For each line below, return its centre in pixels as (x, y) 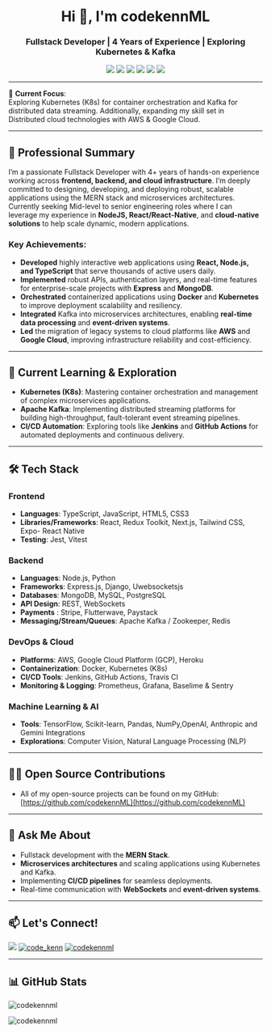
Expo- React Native (52, 531)
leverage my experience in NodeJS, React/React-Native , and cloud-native (134, 215)
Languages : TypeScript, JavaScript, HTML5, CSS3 (104, 514)
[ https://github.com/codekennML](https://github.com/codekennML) (133, 802)
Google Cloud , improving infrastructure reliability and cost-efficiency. (135, 340)
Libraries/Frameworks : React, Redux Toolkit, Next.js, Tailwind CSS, (132, 523)
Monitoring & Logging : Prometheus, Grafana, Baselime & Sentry (127, 685)
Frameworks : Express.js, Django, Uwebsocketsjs (102, 586)
